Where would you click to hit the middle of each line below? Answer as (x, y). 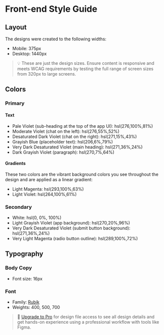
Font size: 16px (27, 279)
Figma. (24, 327)
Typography (24, 254)
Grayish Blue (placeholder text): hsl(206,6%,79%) (62, 141)
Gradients (15, 164)
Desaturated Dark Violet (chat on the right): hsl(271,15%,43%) (74, 137)
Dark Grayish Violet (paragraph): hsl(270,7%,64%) (63, 152)
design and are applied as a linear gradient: (49, 179)
